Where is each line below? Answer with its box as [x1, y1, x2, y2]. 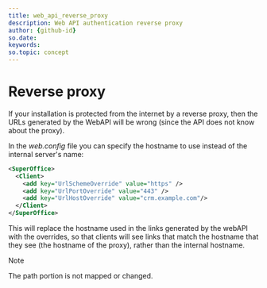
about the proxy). [8, 125, 65, 135]
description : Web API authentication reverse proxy [8, 19, 183, 27]
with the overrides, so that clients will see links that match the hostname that [8, 232, 259, 242]
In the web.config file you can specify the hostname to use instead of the [8, 140, 248, 151]
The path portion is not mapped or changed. [8, 271, 153, 281]
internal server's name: [8, 149, 84, 159]
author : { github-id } [8, 26, 77, 34]
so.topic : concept [8, 48, 69, 56]
